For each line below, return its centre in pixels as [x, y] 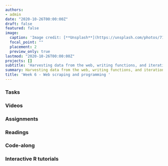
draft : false [19, 24]
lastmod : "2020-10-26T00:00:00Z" [40, 56]
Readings [17, 132]
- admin [13, 14]
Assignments [22, 119]
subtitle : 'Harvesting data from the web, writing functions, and [76, 65]
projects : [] [19, 61]
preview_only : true [30, 51]
